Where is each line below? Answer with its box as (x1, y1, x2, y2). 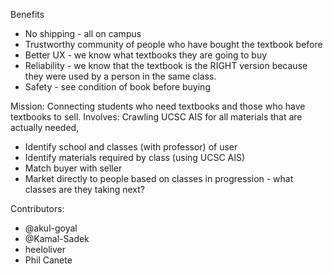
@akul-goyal (24, 222, 78, 234)
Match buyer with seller (24, 162, 123, 174)
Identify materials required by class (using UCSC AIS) (24, 152, 246, 163)
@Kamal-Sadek (24, 233, 90, 244)
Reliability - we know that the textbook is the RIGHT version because (24, 60, 308, 71)
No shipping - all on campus (24, 28, 142, 39)
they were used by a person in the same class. (24, 70, 217, 82)
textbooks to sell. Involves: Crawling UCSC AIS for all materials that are (10, 111, 303, 123)
